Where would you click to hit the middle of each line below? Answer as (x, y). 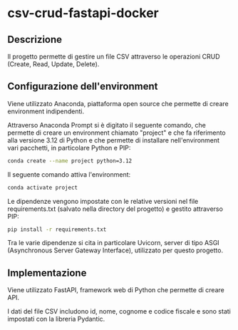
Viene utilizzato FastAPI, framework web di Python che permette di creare (116, 290)
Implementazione (47, 273)
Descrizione (35, 40)
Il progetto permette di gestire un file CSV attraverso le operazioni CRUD (114, 56)
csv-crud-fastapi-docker (83, 13)
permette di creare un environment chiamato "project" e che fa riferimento (117, 133)
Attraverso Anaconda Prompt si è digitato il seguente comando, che (107, 125)
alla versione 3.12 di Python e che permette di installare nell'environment (113, 140)
